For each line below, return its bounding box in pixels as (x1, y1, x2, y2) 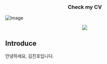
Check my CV (68, 4, 102, 11)
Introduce (5, 39, 37, 47)
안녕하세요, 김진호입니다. (5, 53, 54, 59)
